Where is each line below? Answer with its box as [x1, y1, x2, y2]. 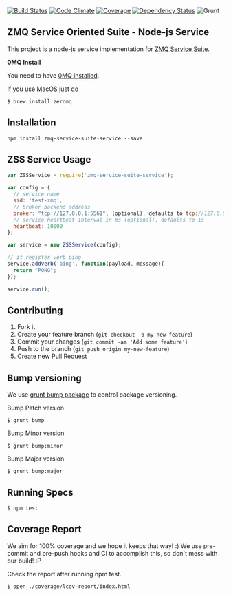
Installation [7, 117, 56, 129]
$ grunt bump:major [7, 468, 63, 475]
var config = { [7, 185, 51, 191]
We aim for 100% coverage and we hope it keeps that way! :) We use [7, 541, 202, 550]
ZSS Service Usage [7, 154, 91, 165]
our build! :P [7, 556, 42, 565]
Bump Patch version [7, 404, 65, 412]
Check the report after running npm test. [7, 569, 122, 578]
